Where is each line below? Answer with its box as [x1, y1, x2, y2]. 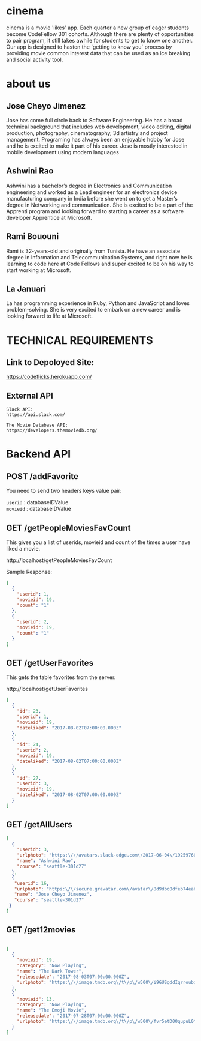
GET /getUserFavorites [6, 657, 94, 668]
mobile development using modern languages [6, 148, 120, 155]
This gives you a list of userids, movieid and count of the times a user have [6, 539, 191, 546]
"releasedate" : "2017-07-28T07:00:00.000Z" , [17, 1013, 130, 1019]
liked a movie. [6, 545, 41, 552]
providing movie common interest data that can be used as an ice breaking [6, 49, 191, 56]
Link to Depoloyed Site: [6, 357, 95, 367]
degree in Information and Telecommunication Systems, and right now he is [6, 253, 193, 261]
